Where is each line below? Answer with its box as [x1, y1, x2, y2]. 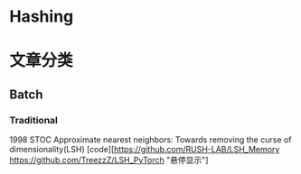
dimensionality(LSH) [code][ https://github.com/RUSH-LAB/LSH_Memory [9, 144, 280, 155]
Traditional [9, 114, 59, 126]
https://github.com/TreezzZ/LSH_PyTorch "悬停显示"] [9, 155, 209, 166]
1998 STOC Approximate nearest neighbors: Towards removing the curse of [9, 134, 292, 145]
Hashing [9, 6, 74, 27]
